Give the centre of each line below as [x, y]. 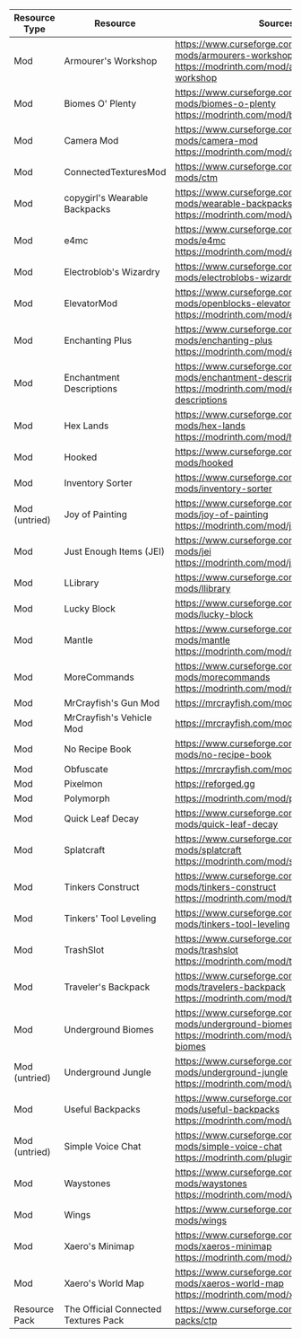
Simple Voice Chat [103, 1146]
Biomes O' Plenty [100, 104]
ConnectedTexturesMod [115, 172]
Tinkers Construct [102, 887]
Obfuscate [86, 769]
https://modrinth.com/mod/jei [236, 563]
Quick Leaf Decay [102, 819]
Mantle [78, 640]
